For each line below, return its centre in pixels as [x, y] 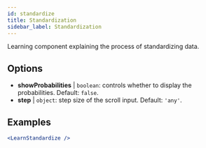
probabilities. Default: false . [58, 93]
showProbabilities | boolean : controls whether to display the [104, 85]
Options [25, 68]
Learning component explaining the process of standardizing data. [103, 47]
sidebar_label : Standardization [54, 27]
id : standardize [31, 14]
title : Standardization [42, 20]
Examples [29, 122]
